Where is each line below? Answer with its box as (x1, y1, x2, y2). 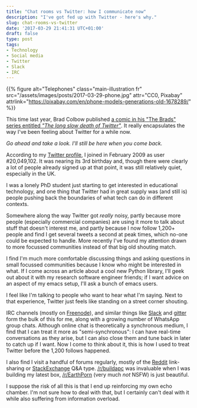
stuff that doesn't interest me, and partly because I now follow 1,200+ (6, 224, 175, 232)
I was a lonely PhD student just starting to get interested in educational (6, 182, 178, 189)
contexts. (6, 201, 29, 208)
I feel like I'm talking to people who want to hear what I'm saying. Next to (6, 291, 183, 299)
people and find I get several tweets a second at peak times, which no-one (6, 231, 188, 238)
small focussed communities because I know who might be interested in (6, 261, 182, 268)
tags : (6, 42, 19, 48)
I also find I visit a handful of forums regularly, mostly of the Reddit (6, 359, 168, 366)
